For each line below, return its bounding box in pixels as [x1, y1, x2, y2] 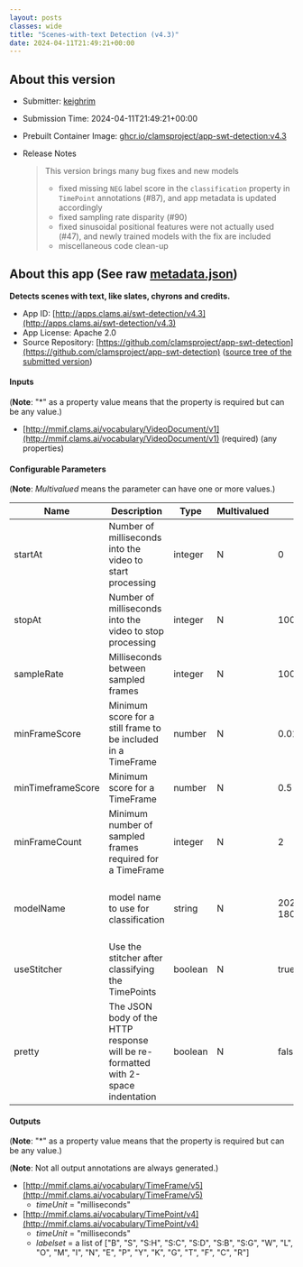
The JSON [108, 1000, 153, 1013]
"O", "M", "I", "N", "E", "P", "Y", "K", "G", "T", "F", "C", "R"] [35, 1247, 250, 1258]
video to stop [108, 625, 164, 638]
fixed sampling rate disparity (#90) [58, 212, 188, 223]
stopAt [14, 614, 42, 627]
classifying [108, 963, 155, 976]
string [173, 903, 198, 915]
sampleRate [14, 668, 65, 681]
